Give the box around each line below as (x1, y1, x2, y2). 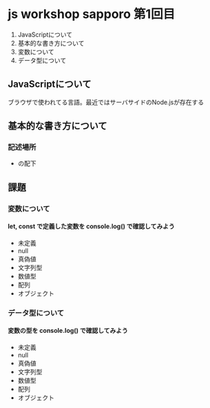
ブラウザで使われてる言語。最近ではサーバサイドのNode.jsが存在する (8, 98, 204, 106)
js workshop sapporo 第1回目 (8, 6, 176, 22)
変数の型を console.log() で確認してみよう (8, 327, 128, 335)
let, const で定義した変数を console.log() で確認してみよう (8, 222, 175, 231)
